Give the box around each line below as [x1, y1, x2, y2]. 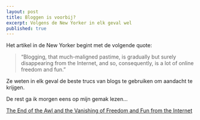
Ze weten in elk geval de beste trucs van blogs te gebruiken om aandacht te [6, 78, 193, 85]
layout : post [6, 8, 39, 15]
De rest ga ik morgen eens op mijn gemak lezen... [6, 96, 128, 103]
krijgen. [6, 84, 25, 91]
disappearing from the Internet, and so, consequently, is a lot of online [20, 60, 194, 67]
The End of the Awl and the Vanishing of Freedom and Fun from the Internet [6, 107, 193, 114]
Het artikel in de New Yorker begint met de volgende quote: [6, 42, 152, 49]
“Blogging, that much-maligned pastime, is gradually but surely [20, 53, 176, 60]
